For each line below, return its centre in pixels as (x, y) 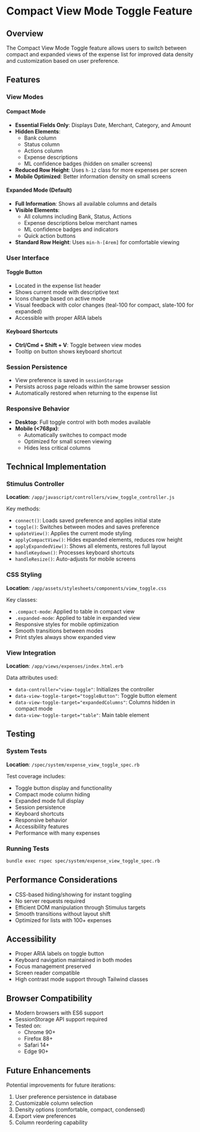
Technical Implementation (56, 467)
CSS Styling (24, 574)
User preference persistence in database (66, 1097)
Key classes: (22, 599)
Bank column (40, 138)
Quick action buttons (50, 236)
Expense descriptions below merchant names (80, 223)
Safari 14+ (36, 1045)
